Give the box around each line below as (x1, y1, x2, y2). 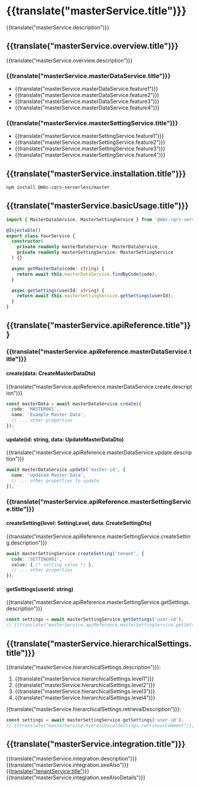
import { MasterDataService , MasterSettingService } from (6, 216, 152, 222)
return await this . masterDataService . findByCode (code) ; (17, 271, 158, 277)
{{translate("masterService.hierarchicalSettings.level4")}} (14, 694, 156, 701)
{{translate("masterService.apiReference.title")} (6, 320, 191, 330)
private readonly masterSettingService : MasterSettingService (17, 250, 174, 256)
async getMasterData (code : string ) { (11, 266, 105, 272)
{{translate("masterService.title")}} (6, 4, 187, 18)
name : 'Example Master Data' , (11, 412, 86, 418)
